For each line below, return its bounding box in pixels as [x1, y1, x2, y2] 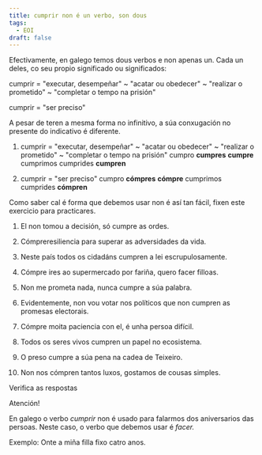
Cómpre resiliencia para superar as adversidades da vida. [20, 237, 207, 246]
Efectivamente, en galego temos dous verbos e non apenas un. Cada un [9, 55, 244, 65]
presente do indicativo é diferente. [9, 127, 121, 136]
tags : [9, 19, 27, 27]
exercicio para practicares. [9, 207, 96, 216]
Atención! [9, 399, 40, 408]
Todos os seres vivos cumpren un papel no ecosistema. [20, 337, 202, 347]
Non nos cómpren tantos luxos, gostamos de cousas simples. [20, 368, 221, 377]
